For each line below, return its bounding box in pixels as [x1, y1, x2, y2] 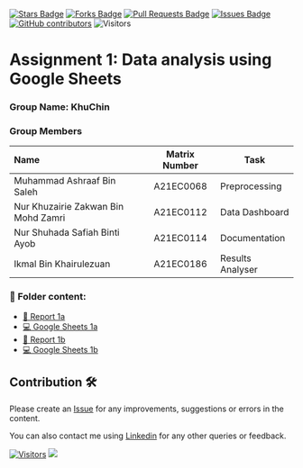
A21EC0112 [152, 206, 207, 219]
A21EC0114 [152, 232, 207, 245]
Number [161, 159, 198, 172]
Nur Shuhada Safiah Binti [14, 226, 120, 238]
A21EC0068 [152, 180, 207, 193]
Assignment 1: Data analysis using [9, 49, 272, 70]
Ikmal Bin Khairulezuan [14, 257, 111, 270]
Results [220, 252, 252, 265]
